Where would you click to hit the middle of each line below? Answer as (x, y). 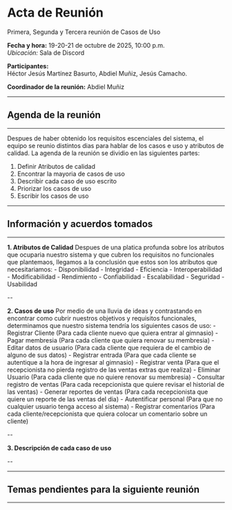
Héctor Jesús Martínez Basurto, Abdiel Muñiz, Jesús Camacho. (97, 73)
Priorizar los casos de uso (54, 188)
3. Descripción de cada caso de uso (59, 448)
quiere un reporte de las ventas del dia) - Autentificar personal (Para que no (115, 399)
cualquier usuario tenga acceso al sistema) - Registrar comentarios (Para (111, 406)
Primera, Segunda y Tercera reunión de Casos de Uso (84, 32)
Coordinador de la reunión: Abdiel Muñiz (66, 86)
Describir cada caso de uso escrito (67, 181)
